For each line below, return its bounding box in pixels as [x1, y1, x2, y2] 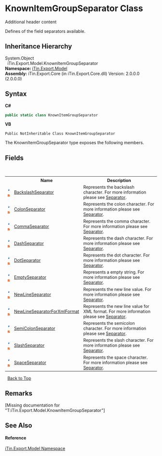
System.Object [5, 55, 34, 61]
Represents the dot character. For [83, 252, 150, 258]
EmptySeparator [13, 274, 47, 280]
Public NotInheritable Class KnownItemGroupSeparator [5, 131, 116, 136]
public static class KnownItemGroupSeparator [5, 112, 98, 118]
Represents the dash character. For [83, 235, 153, 241]
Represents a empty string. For [83, 269, 145, 275]
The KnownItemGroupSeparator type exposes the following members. [5, 140, 144, 146]
